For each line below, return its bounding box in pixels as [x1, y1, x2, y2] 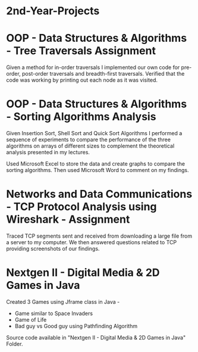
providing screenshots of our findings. [6, 245, 100, 252]
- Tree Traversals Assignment [6, 44, 156, 58]
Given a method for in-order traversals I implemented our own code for [6, 64, 180, 71]
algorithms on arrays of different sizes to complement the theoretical [6, 142, 175, 149]
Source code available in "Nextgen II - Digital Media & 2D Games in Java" [6, 334, 186, 341]
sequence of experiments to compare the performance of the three [6, 136, 171, 144]
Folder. [6, 340, 23, 347]
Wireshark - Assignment [6, 213, 130, 226]
